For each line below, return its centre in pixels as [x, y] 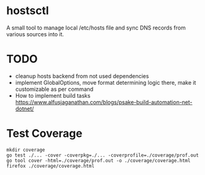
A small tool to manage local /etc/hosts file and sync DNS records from [96, 28]
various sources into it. [35, 34]
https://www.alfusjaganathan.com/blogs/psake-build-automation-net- [104, 102]
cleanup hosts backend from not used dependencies [82, 76]
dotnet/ [25, 109]
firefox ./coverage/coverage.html [51, 166]
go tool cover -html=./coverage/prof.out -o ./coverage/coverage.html [99, 160]
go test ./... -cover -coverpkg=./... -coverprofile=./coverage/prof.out [103, 155]
